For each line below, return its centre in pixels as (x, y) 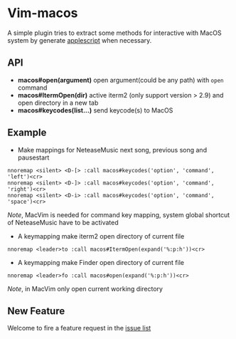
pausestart (33, 157)
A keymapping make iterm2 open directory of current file (101, 236)
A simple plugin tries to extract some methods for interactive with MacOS (114, 33)
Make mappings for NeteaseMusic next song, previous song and (112, 150)
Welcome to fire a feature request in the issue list (79, 328)
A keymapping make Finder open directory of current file (101, 262)
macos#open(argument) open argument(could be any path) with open (120, 80)
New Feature (36, 311)
